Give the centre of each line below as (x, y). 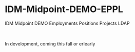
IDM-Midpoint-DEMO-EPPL (64, 9)
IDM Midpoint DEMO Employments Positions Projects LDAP (67, 23)
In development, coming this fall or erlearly (50, 43)
